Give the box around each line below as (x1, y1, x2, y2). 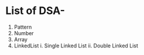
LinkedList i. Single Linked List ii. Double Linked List (13, 42, 139, 49)
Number (13, 29, 34, 36)
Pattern (13, 23, 32, 30)
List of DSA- (5, 4, 66, 18)
